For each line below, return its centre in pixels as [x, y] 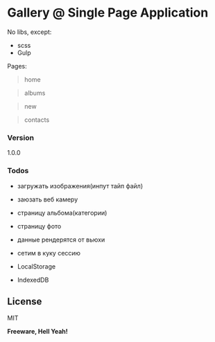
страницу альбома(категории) [62, 213]
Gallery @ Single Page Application [108, 13]
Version [21, 138]
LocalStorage [36, 266]
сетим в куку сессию [49, 253]
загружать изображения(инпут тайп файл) [80, 186]
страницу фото [39, 226]
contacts [37, 120]
